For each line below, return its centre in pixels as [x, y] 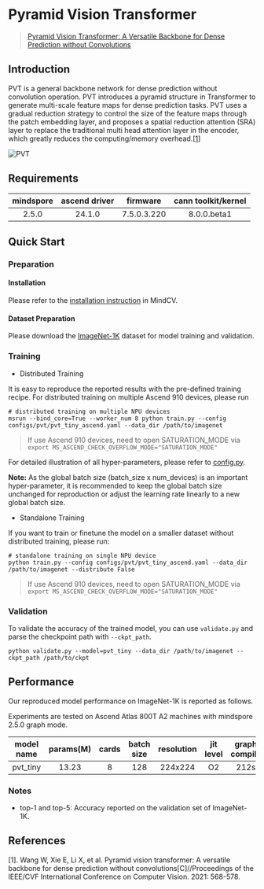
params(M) [70, 749]
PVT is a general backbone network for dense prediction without [113, 88]
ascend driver [88, 201]
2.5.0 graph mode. [38, 725]
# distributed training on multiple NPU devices [89, 411]
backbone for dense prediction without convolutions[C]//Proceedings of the [131, 868]
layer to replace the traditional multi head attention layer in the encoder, [124, 130]
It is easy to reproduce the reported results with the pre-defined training [125, 389]
